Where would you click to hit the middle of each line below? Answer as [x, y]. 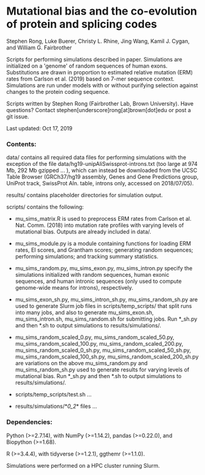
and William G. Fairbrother [39, 48]
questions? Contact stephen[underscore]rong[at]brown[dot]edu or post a [99, 110]
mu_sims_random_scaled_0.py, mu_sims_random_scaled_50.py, [95, 337]
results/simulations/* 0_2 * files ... [56, 406]
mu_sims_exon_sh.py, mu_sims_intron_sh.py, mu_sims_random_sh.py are [106, 299]
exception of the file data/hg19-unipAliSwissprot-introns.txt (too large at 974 [102, 164]
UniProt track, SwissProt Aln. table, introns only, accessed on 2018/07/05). [100, 184]
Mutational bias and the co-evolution [102, 11]
